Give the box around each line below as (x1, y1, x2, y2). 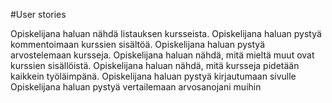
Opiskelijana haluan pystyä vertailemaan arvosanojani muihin (10, 81, 262, 93)
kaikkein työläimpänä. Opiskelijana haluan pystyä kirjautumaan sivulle (10, 70, 297, 82)
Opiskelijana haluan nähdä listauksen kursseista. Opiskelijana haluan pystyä (10, 28, 322, 39)
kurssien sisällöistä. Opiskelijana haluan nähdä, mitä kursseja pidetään (10, 60, 300, 71)
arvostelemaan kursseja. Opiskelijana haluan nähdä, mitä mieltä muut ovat (10, 49, 315, 61)
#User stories (10, 9, 67, 20)
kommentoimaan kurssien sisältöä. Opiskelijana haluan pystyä (10, 39, 265, 50)
